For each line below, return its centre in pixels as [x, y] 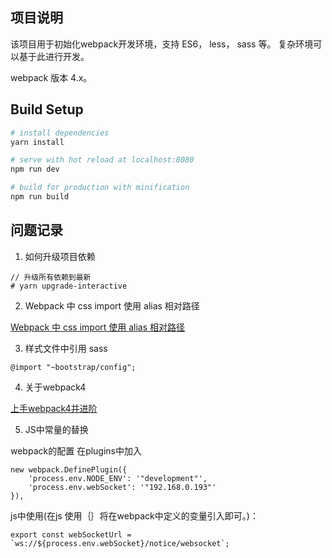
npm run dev [35, 169]
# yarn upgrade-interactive [69, 286]
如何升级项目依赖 [60, 256]
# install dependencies [60, 133]
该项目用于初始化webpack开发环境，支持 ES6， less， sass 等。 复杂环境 [162, 44]
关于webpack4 [55, 387]
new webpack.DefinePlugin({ [69, 469]
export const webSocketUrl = [71, 534]
